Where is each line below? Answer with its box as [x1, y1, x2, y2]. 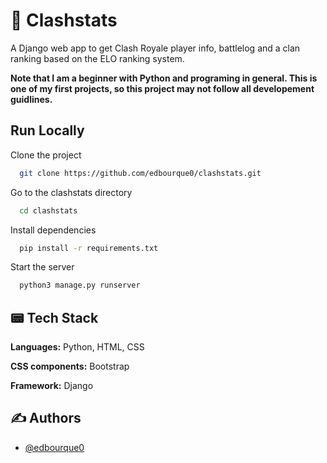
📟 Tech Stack [10, 309, 99, 326]
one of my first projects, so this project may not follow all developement [10, 82, 315, 94]
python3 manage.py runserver [19, 280, 141, 291]
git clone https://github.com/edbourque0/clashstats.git [19, 168, 262, 178]
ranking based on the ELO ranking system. [10, 52, 185, 64]
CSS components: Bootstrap [10, 360, 130, 373]
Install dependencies [10, 224, 97, 236]
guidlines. [10, 93, 53, 105]
